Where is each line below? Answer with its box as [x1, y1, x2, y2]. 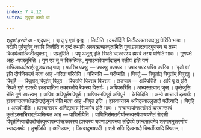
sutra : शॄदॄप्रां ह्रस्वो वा [6, 14, 50, 20]
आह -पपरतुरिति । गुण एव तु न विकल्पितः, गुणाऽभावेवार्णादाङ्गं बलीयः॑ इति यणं [6, 57, 149, 64]
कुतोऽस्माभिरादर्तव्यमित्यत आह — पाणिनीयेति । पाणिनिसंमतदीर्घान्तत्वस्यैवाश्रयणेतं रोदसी [6, 111, 169, 118]
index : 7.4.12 [6, 8, 42, 15]
